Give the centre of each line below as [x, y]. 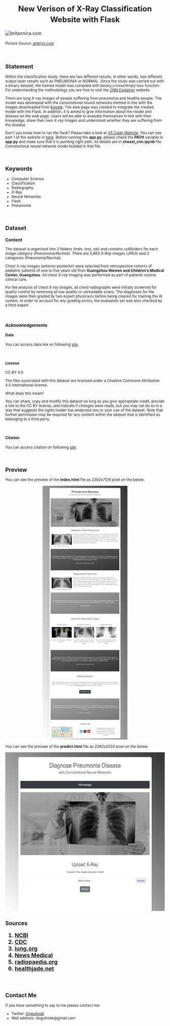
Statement [19, 67]
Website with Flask [85, 20]
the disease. [16, 125]
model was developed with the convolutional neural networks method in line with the [79, 103]
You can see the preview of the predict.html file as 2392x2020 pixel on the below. [77, 746]
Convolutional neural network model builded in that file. [53, 146]
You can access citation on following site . [41, 447]
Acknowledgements [26, 325]
